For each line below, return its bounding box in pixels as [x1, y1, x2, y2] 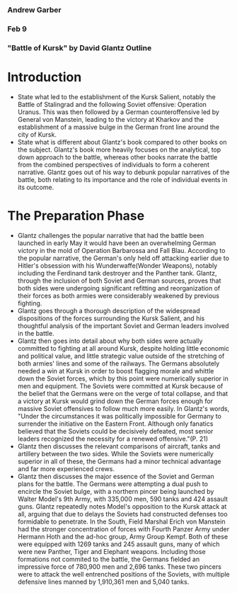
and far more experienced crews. [17, 464, 115, 473]
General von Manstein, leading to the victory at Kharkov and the [17, 115, 204, 123]
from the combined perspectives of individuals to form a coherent [17, 160, 210, 169]
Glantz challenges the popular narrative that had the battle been [17, 231, 204, 239]
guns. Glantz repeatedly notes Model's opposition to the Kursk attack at [17, 502, 227, 511]
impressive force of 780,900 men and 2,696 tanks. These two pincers [17, 562, 221, 571]
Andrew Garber [7, 5, 62, 15]
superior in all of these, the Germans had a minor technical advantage [17, 457, 221, 465]
